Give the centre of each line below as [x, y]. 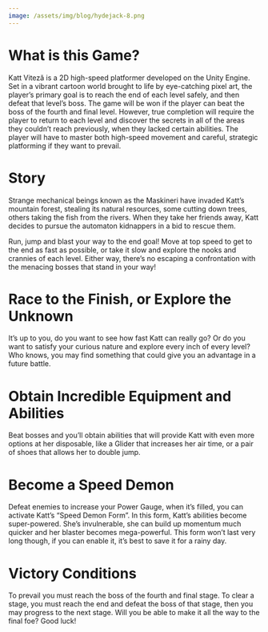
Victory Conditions [73, 573]
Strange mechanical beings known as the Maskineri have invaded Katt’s [126, 200]
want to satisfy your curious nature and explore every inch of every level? [129, 347]
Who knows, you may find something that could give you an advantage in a [132, 355]
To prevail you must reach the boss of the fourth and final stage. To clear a [131, 596]
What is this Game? [74, 55]
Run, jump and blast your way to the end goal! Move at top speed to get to [130, 241]
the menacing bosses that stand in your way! [82, 267]
